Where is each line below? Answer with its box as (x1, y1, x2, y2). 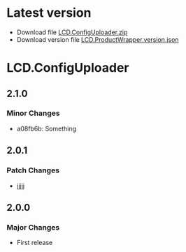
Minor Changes (6, 108, 60, 118)
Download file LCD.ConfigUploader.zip (16, 28, 128, 36)
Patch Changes (6, 165, 60, 175)
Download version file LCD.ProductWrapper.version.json (16, 35, 179, 43)
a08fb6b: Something (16, 124, 77, 133)
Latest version (6, 5, 92, 21)
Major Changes (6, 222, 60, 232)
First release (16, 239, 53, 247)
